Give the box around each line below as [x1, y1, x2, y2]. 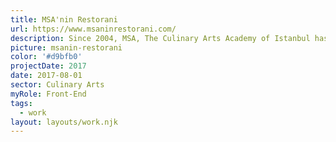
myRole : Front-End [10, 89, 87, 99]
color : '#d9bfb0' [10, 52, 83, 62]
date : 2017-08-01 [10, 71, 83, 81]
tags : [10, 98, 33, 108]
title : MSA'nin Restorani [10, 14, 118, 25]
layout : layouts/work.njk [10, 117, 118, 127]
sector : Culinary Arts [10, 80, 105, 90]
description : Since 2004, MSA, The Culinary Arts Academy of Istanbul [10, 33, 311, 43]
